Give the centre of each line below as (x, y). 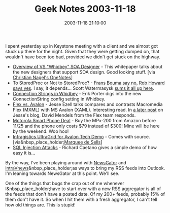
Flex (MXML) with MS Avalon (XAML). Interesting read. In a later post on (88, 110)
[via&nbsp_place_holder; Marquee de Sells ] (57, 142)
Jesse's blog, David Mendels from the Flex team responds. (74, 115)
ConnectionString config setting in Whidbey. (59, 99)
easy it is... (24, 153)
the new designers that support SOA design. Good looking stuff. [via (84, 72)
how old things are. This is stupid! (41, 205)
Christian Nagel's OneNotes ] (42, 77)
